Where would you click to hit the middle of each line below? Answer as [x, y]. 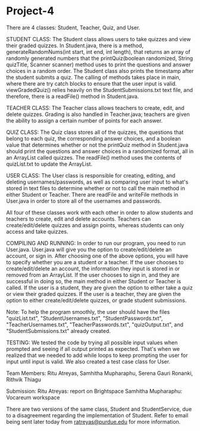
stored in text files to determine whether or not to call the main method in [96, 188]
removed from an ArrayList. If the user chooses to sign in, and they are [93, 275]
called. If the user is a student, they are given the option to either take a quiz [99, 288]
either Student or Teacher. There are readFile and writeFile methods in [92, 194]
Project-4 [30, 11]
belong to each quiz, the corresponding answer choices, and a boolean [94, 138]
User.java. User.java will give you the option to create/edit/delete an [89, 249]
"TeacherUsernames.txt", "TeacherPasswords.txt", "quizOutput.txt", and [95, 325]
